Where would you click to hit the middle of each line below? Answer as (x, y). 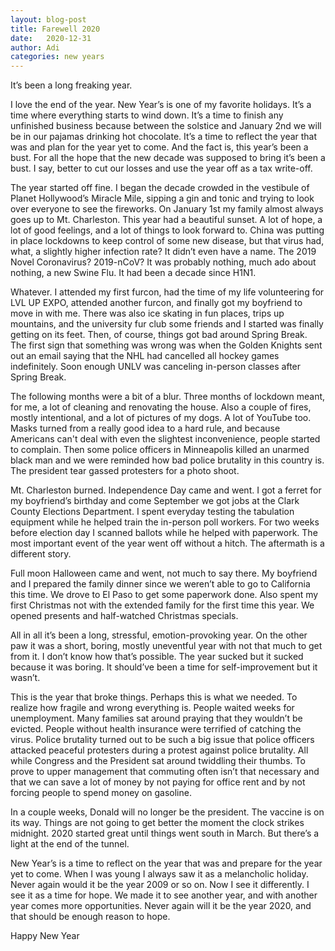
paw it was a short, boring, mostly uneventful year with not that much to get (166, 646)
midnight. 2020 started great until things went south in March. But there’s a (165, 833)
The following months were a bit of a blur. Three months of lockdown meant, (168, 397)
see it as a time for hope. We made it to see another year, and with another (164, 895)
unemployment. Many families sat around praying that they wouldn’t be (156, 718)
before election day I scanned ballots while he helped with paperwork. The (164, 533)
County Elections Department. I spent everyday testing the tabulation (152, 512)
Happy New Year (45, 936)
